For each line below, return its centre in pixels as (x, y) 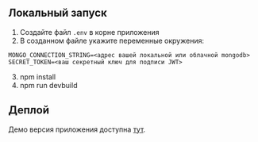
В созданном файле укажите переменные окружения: (112, 40)
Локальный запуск (58, 13)
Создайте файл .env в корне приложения (90, 32)
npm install (38, 77)
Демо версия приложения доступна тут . (77, 129)
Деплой (29, 110)
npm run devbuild (48, 85)
